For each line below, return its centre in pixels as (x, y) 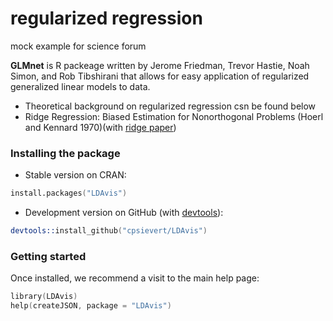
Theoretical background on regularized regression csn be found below (170, 106)
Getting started (48, 256)
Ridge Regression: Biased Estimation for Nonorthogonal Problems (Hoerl (174, 116)
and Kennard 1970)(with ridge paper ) (100, 127)
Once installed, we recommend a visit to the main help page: (135, 278)
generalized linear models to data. (80, 86)
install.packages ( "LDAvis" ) (69, 193)
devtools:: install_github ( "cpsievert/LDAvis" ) (109, 231)
